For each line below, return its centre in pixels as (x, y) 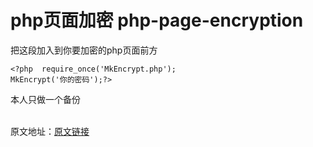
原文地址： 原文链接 (50, 131)
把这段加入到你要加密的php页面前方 (84, 50)
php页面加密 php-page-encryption (157, 20)
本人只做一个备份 (45, 99)
